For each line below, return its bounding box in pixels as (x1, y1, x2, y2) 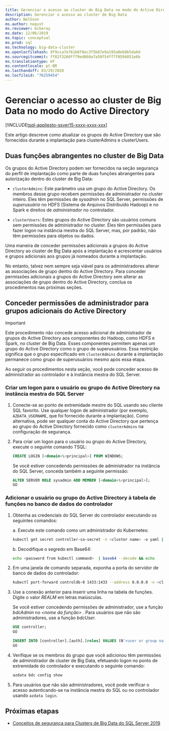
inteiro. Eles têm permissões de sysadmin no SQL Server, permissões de (12, 196, 163, 202)
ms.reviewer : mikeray (5, 26, 51, 31)
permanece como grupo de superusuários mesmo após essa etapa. (5, 356, 146, 362)
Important (5, 320, 26, 326)
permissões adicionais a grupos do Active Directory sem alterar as (5, 273, 143, 279)
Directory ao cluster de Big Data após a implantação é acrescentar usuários (5, 248, 162, 254)
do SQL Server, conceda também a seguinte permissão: (12, 468, 129, 474)
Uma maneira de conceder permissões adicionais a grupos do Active (5, 242, 148, 248)
